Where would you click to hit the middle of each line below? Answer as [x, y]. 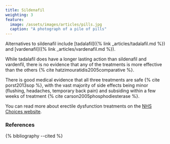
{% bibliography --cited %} [34, 136]
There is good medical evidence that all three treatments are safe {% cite [83, 80]
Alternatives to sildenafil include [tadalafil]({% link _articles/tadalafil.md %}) [85, 44]
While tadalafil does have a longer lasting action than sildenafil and [76, 59]
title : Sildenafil [25, 10]
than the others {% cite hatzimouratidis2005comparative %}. [70, 70]
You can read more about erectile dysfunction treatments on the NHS [79, 106]
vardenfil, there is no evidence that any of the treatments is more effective [84, 65]
